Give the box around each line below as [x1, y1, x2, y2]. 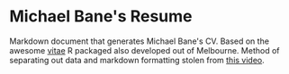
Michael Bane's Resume [9, 6, 193, 27]
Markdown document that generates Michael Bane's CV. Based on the [9, 36, 270, 46]
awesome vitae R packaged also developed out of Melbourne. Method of [9, 45, 280, 55]
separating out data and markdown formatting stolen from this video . [9, 54, 266, 65]
